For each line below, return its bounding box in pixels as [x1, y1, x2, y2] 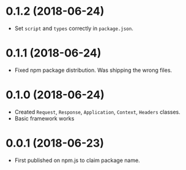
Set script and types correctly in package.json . [14, 25, 134, 32]
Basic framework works [14, 115, 75, 122]
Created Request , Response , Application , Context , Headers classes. [14, 108, 181, 115]
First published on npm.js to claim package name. [14, 156, 140, 164]
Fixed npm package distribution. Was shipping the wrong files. [14, 66, 173, 74]
